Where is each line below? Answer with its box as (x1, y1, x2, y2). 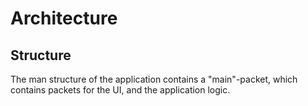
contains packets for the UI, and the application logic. (10, 84, 231, 96)
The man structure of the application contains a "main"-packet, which (10, 73, 298, 85)
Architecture (10, 7, 118, 30)
